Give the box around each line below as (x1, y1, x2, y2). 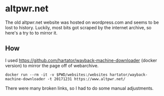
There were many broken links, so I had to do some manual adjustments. (5, 85, 154, 91)
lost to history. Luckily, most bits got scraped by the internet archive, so (5, 24, 152, 30)
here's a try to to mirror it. (5, 30, 58, 36)
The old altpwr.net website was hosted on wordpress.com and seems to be (5, 19, 159, 25)
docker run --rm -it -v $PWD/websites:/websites (5, 72, 108, 77)
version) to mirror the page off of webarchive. (5, 62, 99, 68)
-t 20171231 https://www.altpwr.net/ (47, 76, 126, 82)
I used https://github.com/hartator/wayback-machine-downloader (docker (5, 57, 158, 63)
